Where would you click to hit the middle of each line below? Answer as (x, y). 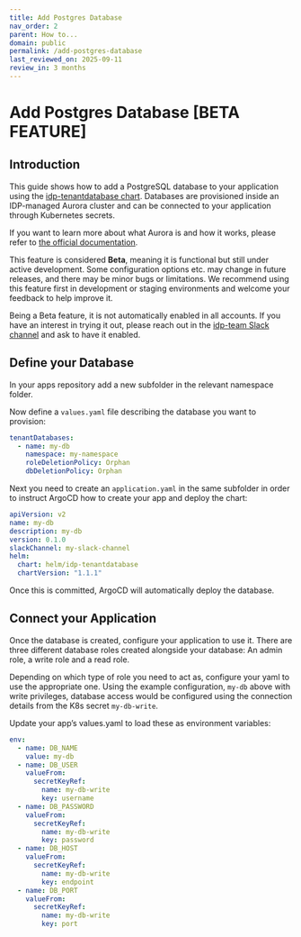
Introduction (45, 164)
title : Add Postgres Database (66, 18)
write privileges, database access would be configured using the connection (151, 696)
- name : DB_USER (48, 765)
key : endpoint (68, 882)
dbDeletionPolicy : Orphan (74, 471)
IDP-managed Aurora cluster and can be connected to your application (140, 205)
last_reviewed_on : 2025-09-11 (66, 59)
